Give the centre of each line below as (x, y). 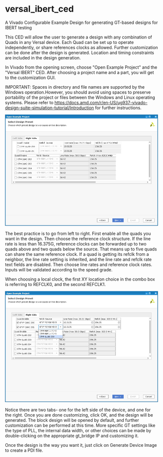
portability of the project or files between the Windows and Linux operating (80, 97)
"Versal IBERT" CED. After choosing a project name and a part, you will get (80, 72)
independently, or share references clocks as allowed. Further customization (81, 47)
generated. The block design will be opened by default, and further (72, 420)
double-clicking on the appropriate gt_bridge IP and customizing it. (72, 436)
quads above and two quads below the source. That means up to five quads (81, 249)
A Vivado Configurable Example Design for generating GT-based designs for (81, 22)
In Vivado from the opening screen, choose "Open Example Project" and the (81, 67)
